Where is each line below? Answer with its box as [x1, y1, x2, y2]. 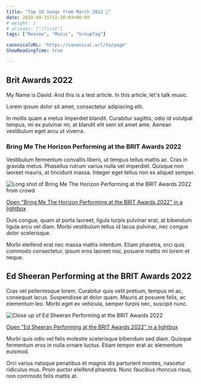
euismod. [6, 347, 29, 355]
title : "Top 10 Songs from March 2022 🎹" [6, 8, 112, 15]
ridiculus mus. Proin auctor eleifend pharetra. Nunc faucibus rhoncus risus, [6, 365, 192, 373]
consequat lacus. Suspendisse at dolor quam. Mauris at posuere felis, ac [6, 293, 186, 301]
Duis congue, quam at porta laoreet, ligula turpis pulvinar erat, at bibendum [6, 216, 192, 223]
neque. [6, 253, 24, 261]
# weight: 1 [6, 20, 36, 26]
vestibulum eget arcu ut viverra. [6, 127, 85, 134]
